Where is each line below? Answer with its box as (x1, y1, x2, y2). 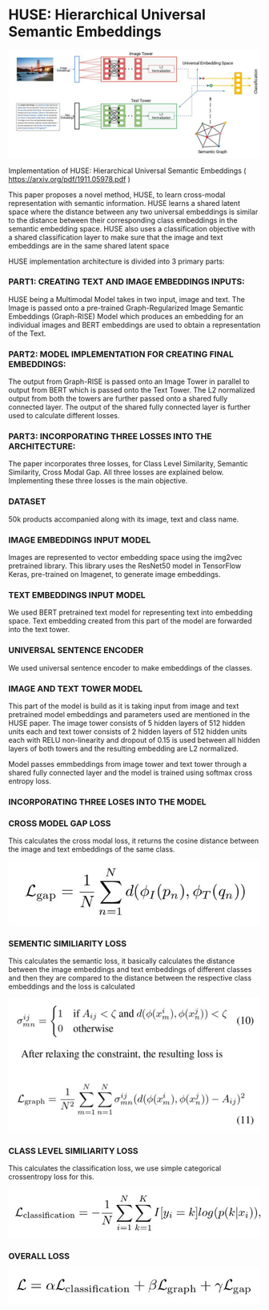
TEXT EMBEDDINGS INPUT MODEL (8, 589, 146, 600)
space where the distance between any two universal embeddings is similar (8, 207, 259, 216)
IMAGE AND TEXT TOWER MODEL (8, 683, 143, 694)
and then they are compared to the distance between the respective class (8, 973, 252, 983)
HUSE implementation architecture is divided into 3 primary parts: (8, 256, 225, 266)
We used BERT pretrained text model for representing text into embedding (8, 607, 253, 618)
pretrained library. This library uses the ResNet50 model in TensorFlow (8, 561, 242, 570)
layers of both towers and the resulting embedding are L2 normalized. (8, 744, 239, 753)
